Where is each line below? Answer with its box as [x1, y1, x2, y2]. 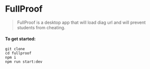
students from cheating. [17, 24, 65, 30]
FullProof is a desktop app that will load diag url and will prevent [17, 19, 146, 25]
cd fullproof [5, 51, 32, 56]
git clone [5, 47, 25, 52]
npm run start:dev [5, 59, 43, 64]
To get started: [5, 35, 36, 42]
